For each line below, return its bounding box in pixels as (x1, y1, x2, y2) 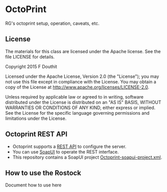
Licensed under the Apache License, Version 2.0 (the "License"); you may (5, 73, 159, 79)
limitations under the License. (5, 115, 67, 121)
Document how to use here (5, 182, 62, 188)
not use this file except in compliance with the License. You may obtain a (5, 78, 156, 84)
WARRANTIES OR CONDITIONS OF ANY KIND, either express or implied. (5, 105, 155, 111)
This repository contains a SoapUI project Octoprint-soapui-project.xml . (12, 154, 162, 160)
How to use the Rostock (5, 168, 82, 177)
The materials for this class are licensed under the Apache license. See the (5, 48, 161, 54)
